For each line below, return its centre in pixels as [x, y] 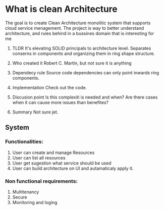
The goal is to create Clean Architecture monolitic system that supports [78, 23]
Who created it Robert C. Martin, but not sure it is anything [72, 63]
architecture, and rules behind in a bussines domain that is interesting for [80, 33]
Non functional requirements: [41, 181]
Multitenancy [26, 192]
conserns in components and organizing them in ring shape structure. [83, 53]
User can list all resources [39, 157]
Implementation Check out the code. [50, 87]
